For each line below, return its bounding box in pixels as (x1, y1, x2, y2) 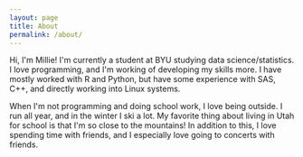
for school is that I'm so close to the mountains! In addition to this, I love (9, 120, 278, 131)
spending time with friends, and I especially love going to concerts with (9, 130, 275, 141)
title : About (9, 22, 59, 31)
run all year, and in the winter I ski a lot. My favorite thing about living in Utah (9, 110, 295, 122)
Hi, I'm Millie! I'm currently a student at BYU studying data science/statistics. (9, 55, 295, 66)
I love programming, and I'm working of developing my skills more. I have (9, 64, 282, 75)
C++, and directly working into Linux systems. (9, 83, 181, 95)
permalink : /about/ (9, 30, 83, 39)
